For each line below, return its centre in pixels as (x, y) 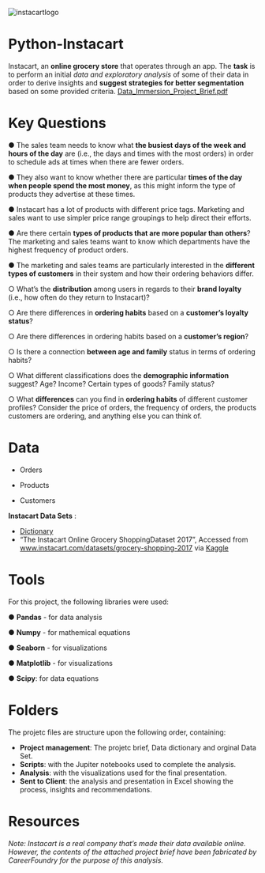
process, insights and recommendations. (86, 789)
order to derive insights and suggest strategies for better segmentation (126, 82)
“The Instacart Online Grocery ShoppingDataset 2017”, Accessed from (134, 539)
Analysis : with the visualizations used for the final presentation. (123, 773)
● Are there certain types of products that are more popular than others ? (129, 232)
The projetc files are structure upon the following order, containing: (117, 732)
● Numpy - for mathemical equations (69, 632)
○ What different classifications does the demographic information (119, 375)
